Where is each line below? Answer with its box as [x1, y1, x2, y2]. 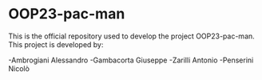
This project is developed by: [8, 39, 104, 49]
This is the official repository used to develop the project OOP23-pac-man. [8, 31, 256, 41]
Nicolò [8, 63, 30, 73]
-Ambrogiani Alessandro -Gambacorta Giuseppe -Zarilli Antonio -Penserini [8, 55, 254, 65]
